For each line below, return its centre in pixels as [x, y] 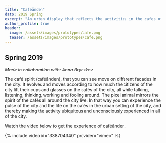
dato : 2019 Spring [24, 14]
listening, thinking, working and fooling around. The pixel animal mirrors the [82, 95]
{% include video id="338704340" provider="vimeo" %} [63, 135]
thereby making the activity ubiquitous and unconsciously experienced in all [83, 111]
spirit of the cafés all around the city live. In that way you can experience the [83, 100]
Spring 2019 [24, 58]
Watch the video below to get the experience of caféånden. [65, 126]
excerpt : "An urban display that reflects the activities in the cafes [80, 19]
